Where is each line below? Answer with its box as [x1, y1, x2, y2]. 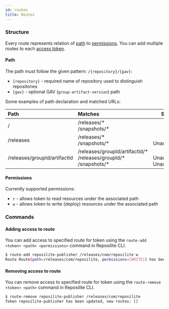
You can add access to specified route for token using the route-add [5, 237, 147, 243]
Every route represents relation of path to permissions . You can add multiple [5, 40, 163, 46]
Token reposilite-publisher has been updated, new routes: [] [5, 299, 138, 304]
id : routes [5, 7, 28, 13]
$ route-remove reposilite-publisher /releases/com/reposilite [5, 294, 141, 299]
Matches [77, 110, 100, 117]
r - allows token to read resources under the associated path [12, 196, 139, 202]
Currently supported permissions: [5, 186, 75, 192]
